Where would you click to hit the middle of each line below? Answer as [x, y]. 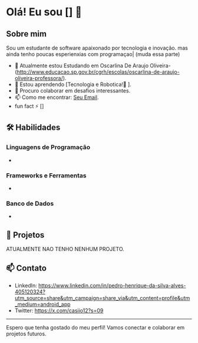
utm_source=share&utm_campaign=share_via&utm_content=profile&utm [102, 298]
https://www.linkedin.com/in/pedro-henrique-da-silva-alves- [112, 285]
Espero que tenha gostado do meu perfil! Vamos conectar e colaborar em [95, 327]
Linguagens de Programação [48, 147]
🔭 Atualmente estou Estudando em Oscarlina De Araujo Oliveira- [93, 65]
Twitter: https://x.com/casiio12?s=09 [59, 310]
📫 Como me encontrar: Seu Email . [57, 97]
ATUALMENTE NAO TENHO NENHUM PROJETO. [65, 249]
